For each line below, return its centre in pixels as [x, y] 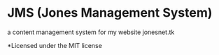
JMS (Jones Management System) [110, 13]
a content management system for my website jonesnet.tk [91, 32]
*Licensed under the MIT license [55, 45]
